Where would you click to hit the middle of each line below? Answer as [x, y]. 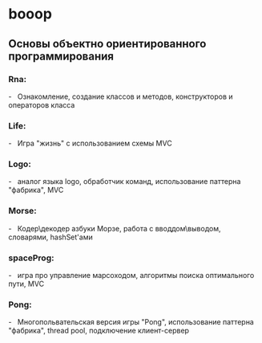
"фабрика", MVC [36, 190]
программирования [61, 56]
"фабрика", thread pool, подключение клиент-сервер [99, 331]
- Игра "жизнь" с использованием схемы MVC [90, 143]
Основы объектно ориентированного [107, 44]
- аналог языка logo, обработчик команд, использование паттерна [125, 182]
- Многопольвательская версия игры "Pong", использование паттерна [131, 322]
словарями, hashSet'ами [51, 237]
